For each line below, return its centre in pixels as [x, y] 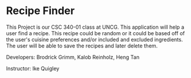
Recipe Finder [40, 11]
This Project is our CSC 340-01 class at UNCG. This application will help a [95, 27]
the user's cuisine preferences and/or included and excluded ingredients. [95, 39]
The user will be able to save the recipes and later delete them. [82, 46]
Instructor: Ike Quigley [33, 68]
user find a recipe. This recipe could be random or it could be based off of [95, 33]
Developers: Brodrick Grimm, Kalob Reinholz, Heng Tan [73, 57]
